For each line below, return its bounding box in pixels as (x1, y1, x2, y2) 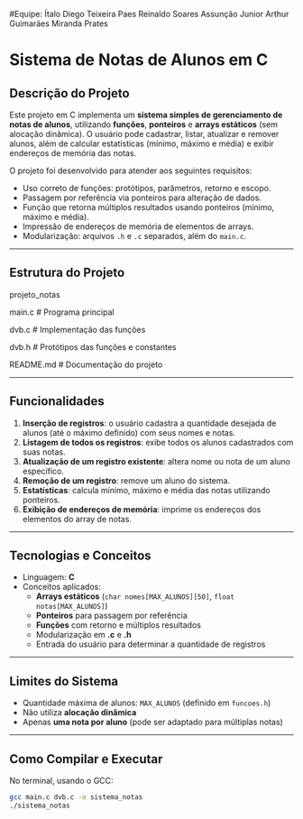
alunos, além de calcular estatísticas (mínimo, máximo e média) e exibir (9, 138, 275, 149)
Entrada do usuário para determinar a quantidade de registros (35, 639, 266, 649)
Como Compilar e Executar (9, 751, 163, 767)
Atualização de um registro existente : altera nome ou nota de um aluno (22, 456, 291, 466)
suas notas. (22, 446, 66, 457)
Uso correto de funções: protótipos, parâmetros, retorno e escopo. (22, 183, 271, 193)
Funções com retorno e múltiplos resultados (35, 620, 201, 630)
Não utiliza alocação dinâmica (22, 707, 137, 718)
